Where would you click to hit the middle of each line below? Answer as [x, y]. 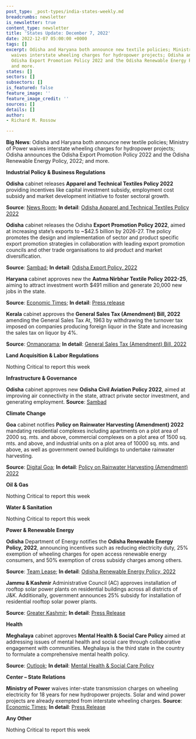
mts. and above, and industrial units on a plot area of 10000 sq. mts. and [93, 444]
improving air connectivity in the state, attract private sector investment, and [98, 396]
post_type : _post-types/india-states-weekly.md [65, 11]
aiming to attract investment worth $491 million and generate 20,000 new [94, 285]
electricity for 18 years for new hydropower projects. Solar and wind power [96, 694]
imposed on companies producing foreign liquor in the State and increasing [97, 326]
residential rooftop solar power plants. [52, 602]
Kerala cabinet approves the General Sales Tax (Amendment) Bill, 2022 [93, 314]
